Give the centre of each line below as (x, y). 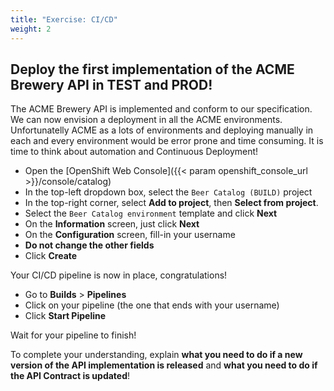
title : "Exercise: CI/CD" (64, 19)
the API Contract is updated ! (70, 376)
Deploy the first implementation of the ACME (152, 69)
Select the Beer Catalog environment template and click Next (151, 213)
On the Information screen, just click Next (112, 224)
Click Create (51, 256)
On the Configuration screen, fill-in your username (130, 235)
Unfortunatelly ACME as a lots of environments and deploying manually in (162, 130)
